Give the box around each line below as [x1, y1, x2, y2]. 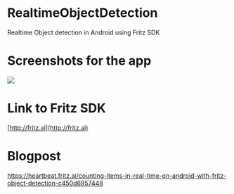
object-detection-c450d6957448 [7, 179, 103, 187]
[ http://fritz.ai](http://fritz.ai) [7, 123, 89, 131]
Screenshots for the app [7, 53, 152, 69]
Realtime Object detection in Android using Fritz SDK [7, 28, 160, 37]
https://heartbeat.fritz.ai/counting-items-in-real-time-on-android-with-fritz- [7, 171, 227, 180]
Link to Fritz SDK [7, 101, 107, 117]
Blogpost [7, 148, 61, 164]
